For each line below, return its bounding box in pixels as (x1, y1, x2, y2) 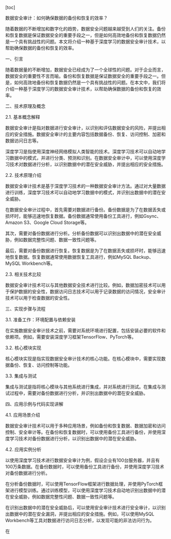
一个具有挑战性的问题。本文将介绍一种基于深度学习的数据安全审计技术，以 (9, 38, 166, 44)
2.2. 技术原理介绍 (5, 172, 42, 178)
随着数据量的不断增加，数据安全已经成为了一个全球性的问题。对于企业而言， (5, 66, 166, 73)
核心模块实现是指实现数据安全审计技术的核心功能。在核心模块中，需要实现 (5, 355, 161, 362)
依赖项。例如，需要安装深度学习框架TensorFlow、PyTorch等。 (5, 334, 136, 340)
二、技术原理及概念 (5, 103, 46, 109)
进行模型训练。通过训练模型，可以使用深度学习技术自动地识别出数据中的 (9, 487, 161, 493)
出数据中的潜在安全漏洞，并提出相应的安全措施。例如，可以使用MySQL (5, 511, 155, 517)
